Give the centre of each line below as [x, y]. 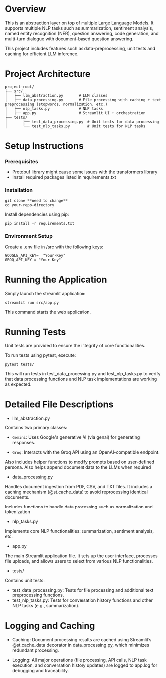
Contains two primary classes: [36, 427]
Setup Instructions [44, 146]
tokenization [18, 512]
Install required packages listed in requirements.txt [64, 177]
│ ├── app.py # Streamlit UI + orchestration [75, 113]
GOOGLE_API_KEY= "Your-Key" [35, 255]
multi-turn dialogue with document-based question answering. [69, 39]
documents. [17, 497]
